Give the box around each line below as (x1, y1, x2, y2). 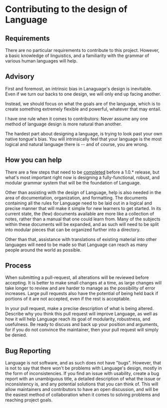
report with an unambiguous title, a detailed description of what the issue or (5, 376, 161, 382)
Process (5, 261, 31, 270)
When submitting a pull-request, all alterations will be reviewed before (5, 274, 149, 280)
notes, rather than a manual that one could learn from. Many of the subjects (5, 216, 161, 222)
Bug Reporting (5, 346, 51, 355)
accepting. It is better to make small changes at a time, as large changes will (5, 280, 162, 286)
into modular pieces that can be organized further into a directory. (5, 226, 141, 232)
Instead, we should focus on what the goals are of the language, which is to (5, 100, 161, 106)
